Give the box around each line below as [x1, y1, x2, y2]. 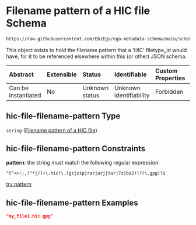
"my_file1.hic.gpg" [6, 213, 54, 219]
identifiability [114, 91, 150, 99]
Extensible [46, 70, 77, 79]
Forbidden [155, 87, 184, 96]
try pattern [6, 180, 32, 188]
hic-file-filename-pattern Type [6, 111, 121, 121]
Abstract [9, 70, 34, 79]
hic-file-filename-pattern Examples [6, 197, 138, 207]
